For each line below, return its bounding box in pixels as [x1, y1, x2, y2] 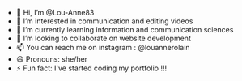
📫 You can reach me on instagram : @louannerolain [15, 43, 190, 52]
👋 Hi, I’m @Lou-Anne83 [15, 8, 95, 17]
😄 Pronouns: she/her [15, 54, 87, 64]
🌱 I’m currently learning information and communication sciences [15, 25, 234, 34]
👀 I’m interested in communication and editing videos [15, 16, 193, 26]
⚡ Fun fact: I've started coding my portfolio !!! [15, 63, 168, 73]
